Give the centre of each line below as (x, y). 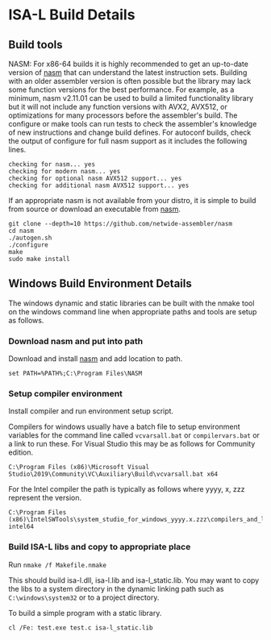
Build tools (35, 45)
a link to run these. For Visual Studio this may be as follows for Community (132, 444)
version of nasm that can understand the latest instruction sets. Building (128, 73)
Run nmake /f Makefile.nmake (58, 564)
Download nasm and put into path (76, 341)
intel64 (21, 527)
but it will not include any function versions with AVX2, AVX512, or (118, 107)
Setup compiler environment (66, 394)
